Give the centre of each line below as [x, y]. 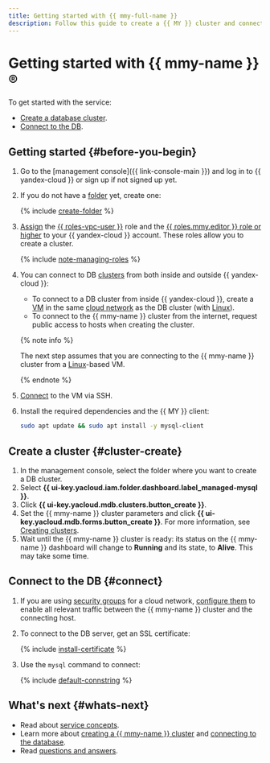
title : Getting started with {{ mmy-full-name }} [93, 16]
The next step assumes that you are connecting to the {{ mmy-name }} [137, 356]
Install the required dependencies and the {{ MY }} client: [115, 411]
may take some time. [55, 555]
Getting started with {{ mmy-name [126, 63]
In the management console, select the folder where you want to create [138, 470]
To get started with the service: [60, 102]
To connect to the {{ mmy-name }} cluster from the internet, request [145, 316]
